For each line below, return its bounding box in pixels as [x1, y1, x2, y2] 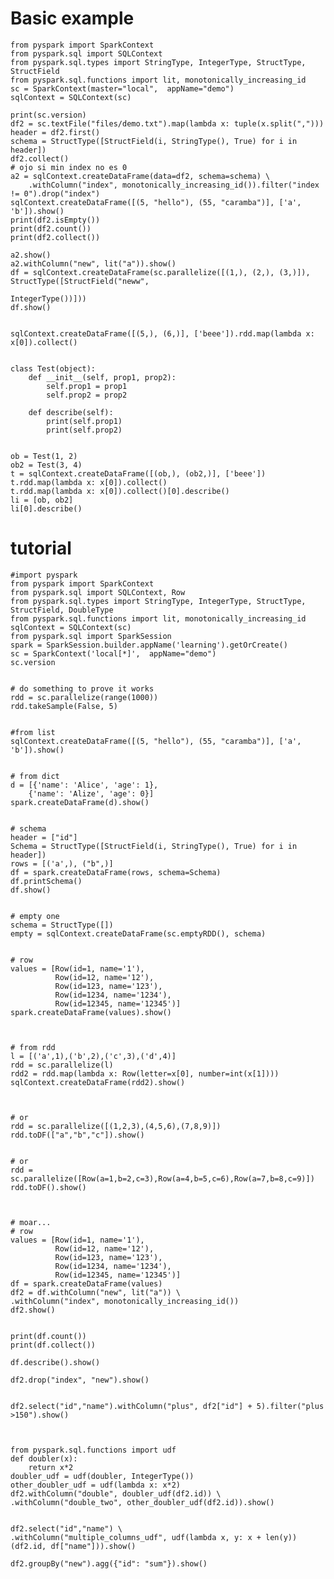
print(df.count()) [10, 1331, 87, 1341]
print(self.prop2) [46, 425, 123, 435]
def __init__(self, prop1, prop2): [28, 372, 177, 382]
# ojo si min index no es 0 [10, 162, 128, 172]
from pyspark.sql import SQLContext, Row [10, 587, 186, 597]
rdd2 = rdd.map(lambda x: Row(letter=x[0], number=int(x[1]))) [10, 1068, 280, 1079]
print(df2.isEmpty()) [10, 215, 101, 225]
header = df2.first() [10, 127, 101, 137]
